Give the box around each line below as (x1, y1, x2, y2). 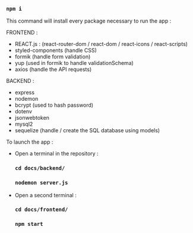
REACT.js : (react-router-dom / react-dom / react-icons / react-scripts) (14, 41, 188, 48)
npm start (14, 220, 43, 228)
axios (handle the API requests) (14, 66, 92, 73)
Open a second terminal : (14, 191, 77, 198)
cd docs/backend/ (14, 165, 65, 172)
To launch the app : (6, 138, 53, 145)
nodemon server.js (14, 179, 68, 187)
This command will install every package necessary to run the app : (6, 17, 172, 24)
